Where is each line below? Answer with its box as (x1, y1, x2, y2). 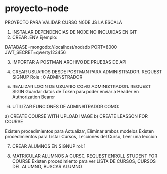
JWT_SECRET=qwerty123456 (5, 49, 66, 55)
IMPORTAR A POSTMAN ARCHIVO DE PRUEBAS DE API (12, 59, 127, 65)
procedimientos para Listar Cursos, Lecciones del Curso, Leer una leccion (5, 133, 157, 139)
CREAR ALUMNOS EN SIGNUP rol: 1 (12, 143, 86, 149)
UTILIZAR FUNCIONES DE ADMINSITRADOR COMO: (12, 103, 120, 109)
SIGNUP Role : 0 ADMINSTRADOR (12, 74, 83, 80)
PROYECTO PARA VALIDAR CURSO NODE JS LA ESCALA (5, 19, 123, 25)
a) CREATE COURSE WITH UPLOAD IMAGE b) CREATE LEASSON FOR (5, 113, 148, 119)
